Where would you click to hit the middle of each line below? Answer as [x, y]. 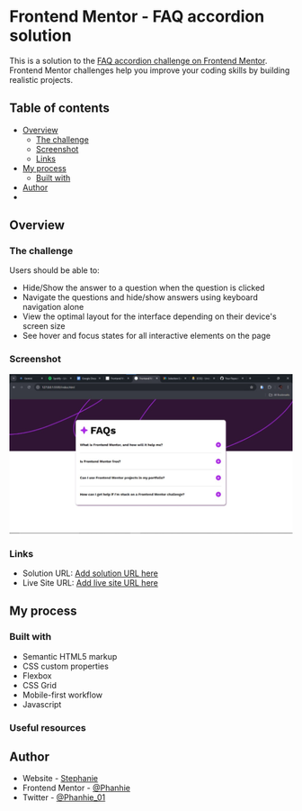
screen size [44, 326]
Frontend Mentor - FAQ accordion [137, 17]
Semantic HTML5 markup [70, 656]
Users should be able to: [55, 270]
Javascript [42, 704]
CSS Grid [39, 685]
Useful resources [48, 727]
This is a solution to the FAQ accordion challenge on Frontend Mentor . [138, 60]
